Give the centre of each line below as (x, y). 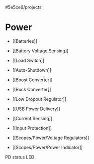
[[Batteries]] (25, 41)
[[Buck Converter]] (32, 89)
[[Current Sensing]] (32, 118)
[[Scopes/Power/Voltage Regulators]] (51, 138)
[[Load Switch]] (28, 60)
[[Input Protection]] (32, 128)
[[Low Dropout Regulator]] (39, 99)
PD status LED (20, 157)
